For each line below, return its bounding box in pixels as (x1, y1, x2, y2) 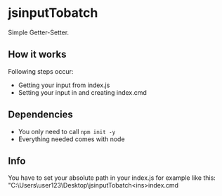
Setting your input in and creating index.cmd (18, 88, 147, 96)
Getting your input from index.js (18, 81, 110, 89)
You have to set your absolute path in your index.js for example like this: (8, 174, 216, 182)
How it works (8, 48, 67, 60)
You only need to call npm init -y (18, 127, 116, 136)
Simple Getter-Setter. (8, 28, 70, 37)
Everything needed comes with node (18, 135, 125, 143)
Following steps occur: (8, 67, 74, 75)
